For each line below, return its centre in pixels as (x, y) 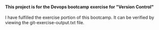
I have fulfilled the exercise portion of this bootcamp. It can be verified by (80, 17)
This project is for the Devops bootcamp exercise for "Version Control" (79, 7)
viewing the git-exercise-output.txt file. (45, 23)
